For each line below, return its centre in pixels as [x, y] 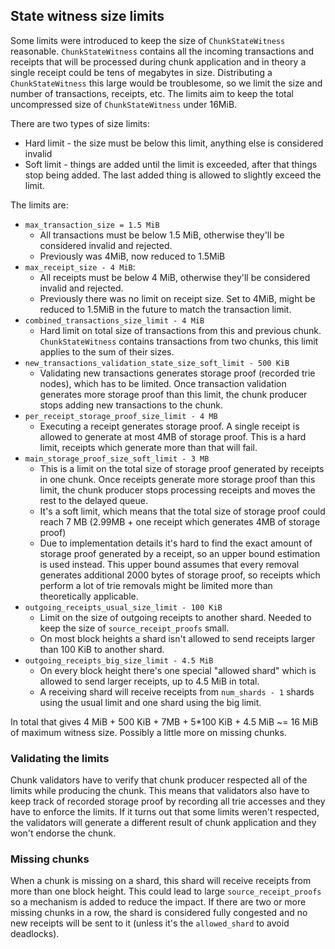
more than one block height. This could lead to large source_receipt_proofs [166, 891]
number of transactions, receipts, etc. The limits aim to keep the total [152, 93]
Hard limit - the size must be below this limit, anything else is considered [174, 143]
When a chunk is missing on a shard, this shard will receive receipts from [161, 881]
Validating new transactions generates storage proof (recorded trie [177, 373]
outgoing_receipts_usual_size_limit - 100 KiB [123, 607]
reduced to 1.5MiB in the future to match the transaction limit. [165, 309]
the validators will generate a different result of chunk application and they [163, 823]
